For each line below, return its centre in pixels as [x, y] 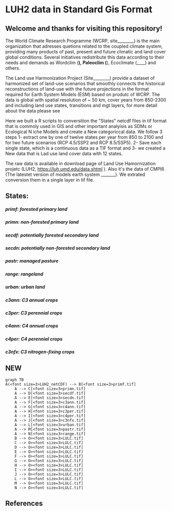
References [24, 504]
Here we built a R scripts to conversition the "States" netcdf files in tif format [86, 121]
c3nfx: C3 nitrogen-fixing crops [40, 352]
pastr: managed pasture [32, 261]
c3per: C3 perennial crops [34, 313]
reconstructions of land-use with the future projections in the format [77, 89]
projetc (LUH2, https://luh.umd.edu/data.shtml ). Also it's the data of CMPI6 [85, 169]
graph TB [15, 380]
